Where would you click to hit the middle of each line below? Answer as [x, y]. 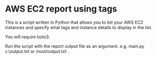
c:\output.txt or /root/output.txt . [37, 51]
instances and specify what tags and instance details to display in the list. [78, 27]
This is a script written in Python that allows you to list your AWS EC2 [74, 22]
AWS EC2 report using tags [61, 9]
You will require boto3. [27, 37]
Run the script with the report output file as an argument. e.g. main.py [75, 46]
